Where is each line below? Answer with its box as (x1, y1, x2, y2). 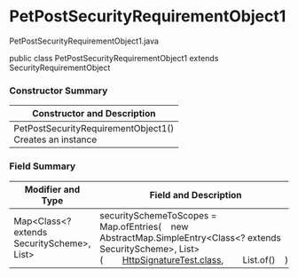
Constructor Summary (9, 84, 108, 97)
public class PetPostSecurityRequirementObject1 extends (9, 52, 219, 63)
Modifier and (24, 183, 81, 195)
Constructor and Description (32, 107, 156, 120)
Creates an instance (13, 133, 98, 146)
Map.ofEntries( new (99, 220, 189, 233)
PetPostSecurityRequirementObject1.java (9, 36, 160, 46)
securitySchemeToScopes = (99, 209, 217, 221)
